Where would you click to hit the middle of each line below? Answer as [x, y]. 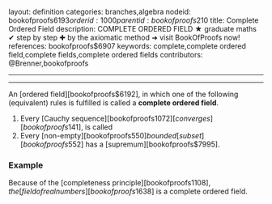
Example [26, 165]
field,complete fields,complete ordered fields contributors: [106, 55]
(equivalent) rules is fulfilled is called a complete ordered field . [114, 103]
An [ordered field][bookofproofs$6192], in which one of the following [123, 94]
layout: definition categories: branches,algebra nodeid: [100, 12]
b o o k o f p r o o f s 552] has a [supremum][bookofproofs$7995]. [121, 144]
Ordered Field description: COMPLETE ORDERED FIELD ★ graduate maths [133, 29]
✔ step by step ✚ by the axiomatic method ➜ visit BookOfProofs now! [124, 37]
